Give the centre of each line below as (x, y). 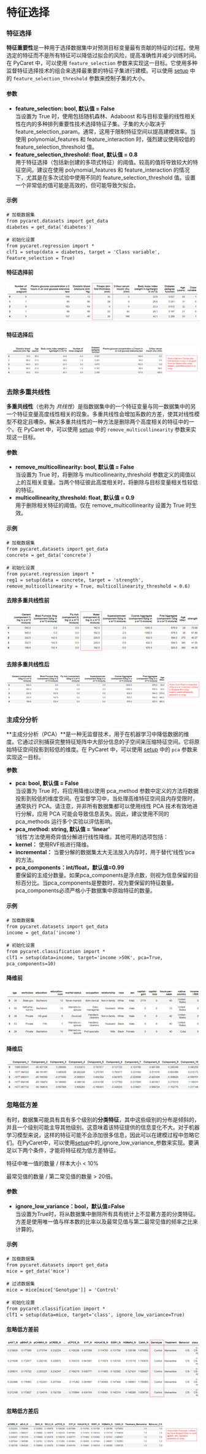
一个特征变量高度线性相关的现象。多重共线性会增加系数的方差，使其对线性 (100, 414)
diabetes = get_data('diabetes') (49, 227)
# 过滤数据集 (21, 1284)
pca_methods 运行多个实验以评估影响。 (65, 822)
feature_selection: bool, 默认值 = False (65, 109)
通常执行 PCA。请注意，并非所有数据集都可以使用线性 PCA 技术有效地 (104, 806)
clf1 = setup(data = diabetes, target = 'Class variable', (83, 252)
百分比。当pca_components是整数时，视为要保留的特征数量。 (99, 883)
